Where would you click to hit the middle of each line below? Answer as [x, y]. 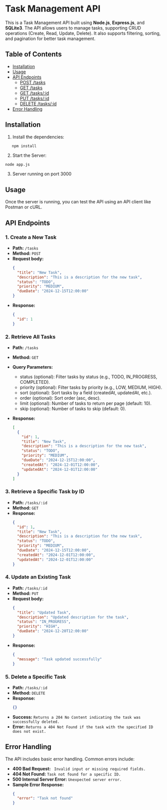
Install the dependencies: [38, 137]
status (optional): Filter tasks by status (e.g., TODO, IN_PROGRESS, [88, 377]
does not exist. [29, 731]
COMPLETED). [35, 382]
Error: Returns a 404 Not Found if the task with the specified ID [83, 726]
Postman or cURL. [24, 207]
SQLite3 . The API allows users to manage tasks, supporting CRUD [73, 28]
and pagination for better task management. [50, 39]
